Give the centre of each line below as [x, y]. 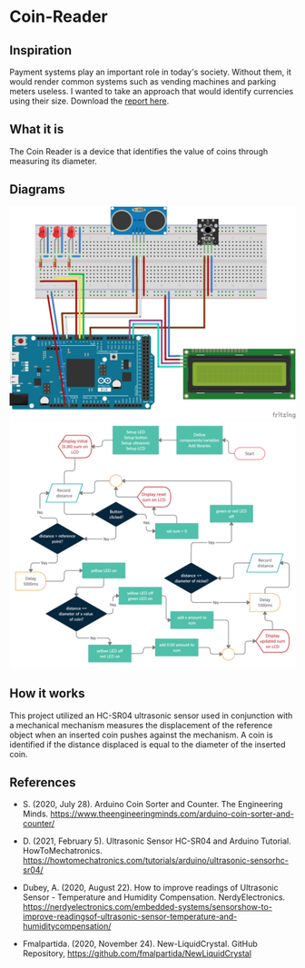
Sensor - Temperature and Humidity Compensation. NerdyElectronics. [154, 897]
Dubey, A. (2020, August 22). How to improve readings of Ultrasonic [150, 888]
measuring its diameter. [54, 161]
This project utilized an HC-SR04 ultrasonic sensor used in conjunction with [151, 716]
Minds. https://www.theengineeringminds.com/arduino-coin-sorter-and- [158, 814]
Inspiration [41, 50]
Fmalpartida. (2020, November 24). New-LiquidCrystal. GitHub [140, 944]
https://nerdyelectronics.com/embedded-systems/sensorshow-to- [147, 907]
